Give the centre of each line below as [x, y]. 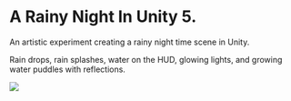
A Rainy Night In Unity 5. [103, 17]
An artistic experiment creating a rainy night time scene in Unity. [130, 42]
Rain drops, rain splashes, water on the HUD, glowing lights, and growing [146, 59]
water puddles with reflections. [67, 69]
